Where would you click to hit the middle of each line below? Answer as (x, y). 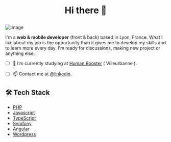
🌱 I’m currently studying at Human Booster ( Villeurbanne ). (75, 64)
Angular (21, 129)
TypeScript (24, 118)
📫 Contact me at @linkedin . (42, 74)
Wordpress (24, 134)
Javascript (24, 113)
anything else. (20, 53)
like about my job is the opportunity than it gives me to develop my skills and (86, 43)
